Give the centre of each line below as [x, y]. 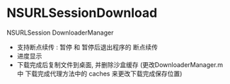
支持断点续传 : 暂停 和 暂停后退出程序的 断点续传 [87, 47]
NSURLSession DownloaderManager [60, 32]
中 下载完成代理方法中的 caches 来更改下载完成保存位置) [99, 73]
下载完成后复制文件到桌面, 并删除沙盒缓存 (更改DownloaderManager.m [120, 64]
